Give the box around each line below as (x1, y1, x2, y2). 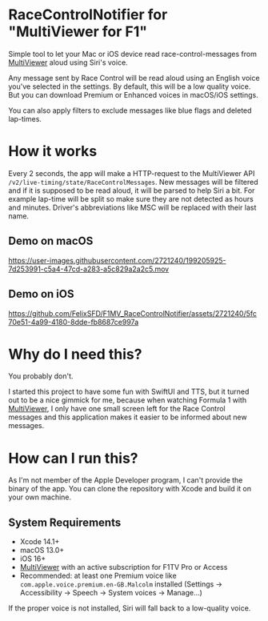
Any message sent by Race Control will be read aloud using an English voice (8, 73, 260, 82)
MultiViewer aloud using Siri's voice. (8, 58, 128, 67)
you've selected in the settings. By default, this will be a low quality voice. (8, 82, 251, 91)
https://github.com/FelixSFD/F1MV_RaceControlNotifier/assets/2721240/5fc (8, 308, 258, 318)
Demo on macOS (8, 234, 94, 248)
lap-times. (8, 114, 42, 123)
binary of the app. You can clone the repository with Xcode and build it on (8, 484, 252, 494)
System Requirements (8, 515, 122, 529)
